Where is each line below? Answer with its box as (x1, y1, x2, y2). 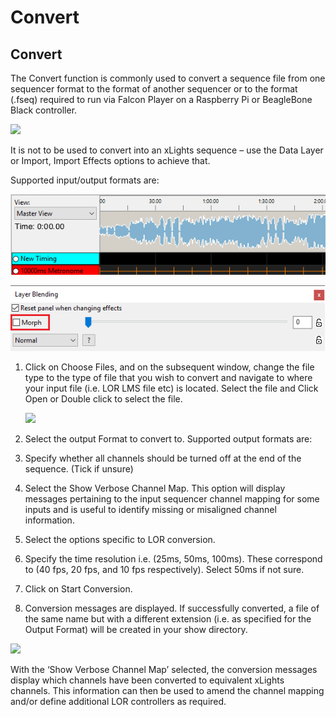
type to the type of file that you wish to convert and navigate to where (24, 371, 313, 383)
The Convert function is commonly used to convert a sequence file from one (10, 72, 326, 84)
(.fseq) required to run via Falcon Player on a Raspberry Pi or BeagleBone (10, 94, 313, 105)
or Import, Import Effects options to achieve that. (10, 155, 211, 166)
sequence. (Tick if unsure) (24, 462, 134, 475)
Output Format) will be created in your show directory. (24, 623, 248, 635)
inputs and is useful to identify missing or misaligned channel (24, 503, 277, 515)
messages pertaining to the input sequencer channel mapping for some (24, 492, 320, 505)
